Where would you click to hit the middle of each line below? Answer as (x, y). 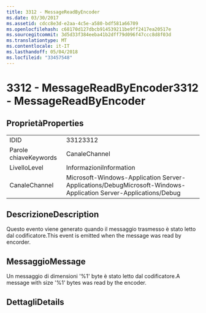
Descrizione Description (53, 215)
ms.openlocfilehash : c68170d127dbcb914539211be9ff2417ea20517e (89, 29)
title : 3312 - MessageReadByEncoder (53, 12)
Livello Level (27, 167)
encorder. (19, 242)
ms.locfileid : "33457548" (39, 58)
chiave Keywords (33, 157)
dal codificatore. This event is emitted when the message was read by (94, 236)
